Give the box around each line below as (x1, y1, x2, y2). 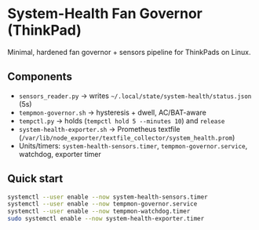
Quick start (7, 172, 64, 185)
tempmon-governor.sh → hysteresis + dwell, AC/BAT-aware (18, 108, 207, 117)
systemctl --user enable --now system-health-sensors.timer (7, 193, 209, 201)
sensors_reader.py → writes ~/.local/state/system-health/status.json (18, 91, 252, 100)
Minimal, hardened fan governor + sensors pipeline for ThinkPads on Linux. (7, 47, 252, 57)
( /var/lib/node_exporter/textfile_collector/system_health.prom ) (18, 133, 235, 142)
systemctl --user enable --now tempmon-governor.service (7, 200, 198, 208)
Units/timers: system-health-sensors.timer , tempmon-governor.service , (18, 141, 248, 150)
